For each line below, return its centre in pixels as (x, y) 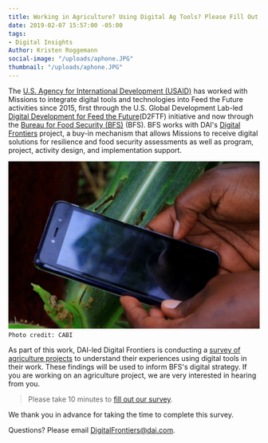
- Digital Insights (41, 42)
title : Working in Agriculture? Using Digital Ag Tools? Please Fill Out (134, 17)
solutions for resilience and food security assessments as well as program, (131, 141)
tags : (17, 33)
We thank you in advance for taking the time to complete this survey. (121, 415)
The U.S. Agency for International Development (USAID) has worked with (128, 91)
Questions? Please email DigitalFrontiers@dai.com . (92, 430)
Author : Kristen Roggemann (53, 51)
